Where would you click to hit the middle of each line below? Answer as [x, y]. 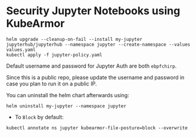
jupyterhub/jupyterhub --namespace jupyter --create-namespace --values [98, 44]
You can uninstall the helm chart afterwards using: [68, 95]
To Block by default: [39, 117]
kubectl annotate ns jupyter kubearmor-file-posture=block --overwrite [97, 128]
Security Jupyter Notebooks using [93, 11]
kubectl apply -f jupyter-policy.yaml [54, 55]
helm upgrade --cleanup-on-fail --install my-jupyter [74, 39]
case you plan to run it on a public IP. [52, 84]
